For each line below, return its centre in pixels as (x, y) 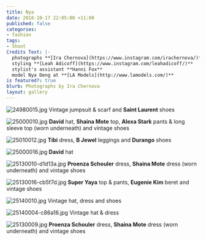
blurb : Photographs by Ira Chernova (53, 87)
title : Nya (20, 12)
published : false (29, 23)
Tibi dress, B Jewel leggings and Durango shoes (109, 140)
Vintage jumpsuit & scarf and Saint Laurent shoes (112, 109)
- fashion (19, 35)
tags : (13, 41)
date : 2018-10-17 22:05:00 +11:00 (51, 18)
